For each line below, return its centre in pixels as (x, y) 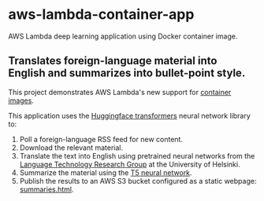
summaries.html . (46, 189)
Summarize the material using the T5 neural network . (106, 172)
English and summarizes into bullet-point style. (127, 73)
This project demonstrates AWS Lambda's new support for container (120, 92)
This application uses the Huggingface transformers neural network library (129, 115)
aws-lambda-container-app (101, 15)
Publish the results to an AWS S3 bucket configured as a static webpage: (138, 181)
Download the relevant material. (71, 148)
